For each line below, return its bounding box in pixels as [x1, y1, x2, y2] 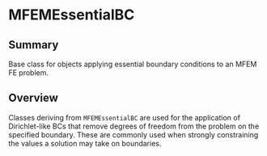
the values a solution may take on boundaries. [8, 138, 162, 148]
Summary [8, 38, 59, 52]
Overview [8, 91, 59, 105]
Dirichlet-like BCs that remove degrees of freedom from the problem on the [8, 121, 260, 131]
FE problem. [8, 68, 49, 78]
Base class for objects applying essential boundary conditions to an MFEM [8, 59, 257, 69]
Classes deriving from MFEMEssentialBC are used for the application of [8, 112, 241, 122]
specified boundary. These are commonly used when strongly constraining [8, 129, 259, 139]
